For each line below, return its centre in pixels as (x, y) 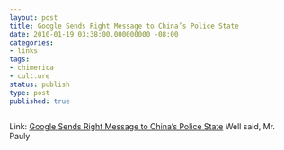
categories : (31, 43)
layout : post (34, 18)
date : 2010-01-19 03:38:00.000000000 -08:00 (94, 34)
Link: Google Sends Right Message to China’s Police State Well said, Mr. (142, 127)
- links (24, 51)
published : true (40, 101)
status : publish (40, 84)
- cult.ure (30, 76)
